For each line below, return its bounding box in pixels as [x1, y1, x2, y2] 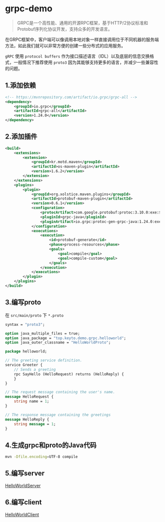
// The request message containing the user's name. [5, 390, 115, 395]
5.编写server [5, 469, 45, 478]
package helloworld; [5, 349, 48, 354]
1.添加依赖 [5, 81, 36, 90]
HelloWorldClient [5, 511, 39, 518]
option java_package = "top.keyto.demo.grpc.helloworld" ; [5, 336, 126, 341]
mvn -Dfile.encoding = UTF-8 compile [5, 454, 78, 459]
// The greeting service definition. [5, 358, 82, 363]
